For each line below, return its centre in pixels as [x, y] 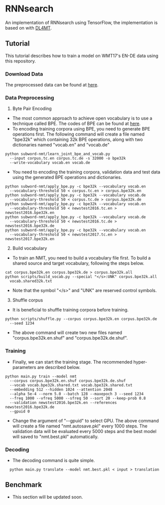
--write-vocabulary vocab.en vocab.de [50, 163]
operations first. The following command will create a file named [78, 134]
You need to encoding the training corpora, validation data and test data [86, 172]
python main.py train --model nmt [41, 376]
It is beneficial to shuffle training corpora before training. [70, 310]
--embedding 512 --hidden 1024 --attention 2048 [61, 389]
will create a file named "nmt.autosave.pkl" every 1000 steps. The [80, 426]
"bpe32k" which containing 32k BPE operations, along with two [78, 139]
